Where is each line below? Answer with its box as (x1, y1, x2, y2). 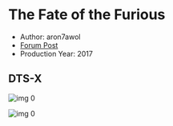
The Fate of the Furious (8, 6, 166, 24)
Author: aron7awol (19, 32, 81, 41)
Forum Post (19, 40, 58, 49)
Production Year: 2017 (19, 49, 94, 58)
